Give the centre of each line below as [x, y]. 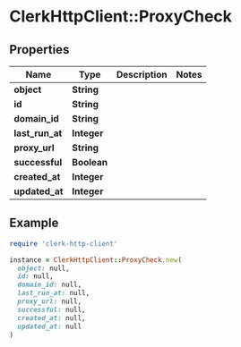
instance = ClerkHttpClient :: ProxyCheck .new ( [95, 260]
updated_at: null [50, 326]
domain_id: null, [50, 285]
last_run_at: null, [54, 293]
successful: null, [52, 309]
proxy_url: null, [50, 301]
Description [142, 75]
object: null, [43, 268]
